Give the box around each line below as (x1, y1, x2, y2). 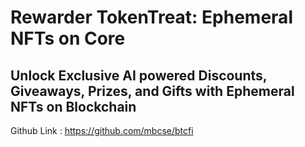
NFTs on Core (10, 27, 126, 50)
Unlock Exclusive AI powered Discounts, (10, 67, 268, 84)
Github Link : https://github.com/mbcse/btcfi (10, 125, 194, 136)
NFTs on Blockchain (10, 98, 137, 115)
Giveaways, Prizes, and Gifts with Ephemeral (10, 82, 295, 100)
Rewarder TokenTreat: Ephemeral (10, 6, 293, 29)
